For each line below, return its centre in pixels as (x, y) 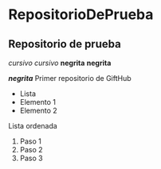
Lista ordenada (33, 126)
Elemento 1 (37, 102)
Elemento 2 (38, 110)
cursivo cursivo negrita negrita (60, 63)
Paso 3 (31, 158)
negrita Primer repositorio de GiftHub (70, 78)
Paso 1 (31, 141)
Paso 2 (31, 150)
